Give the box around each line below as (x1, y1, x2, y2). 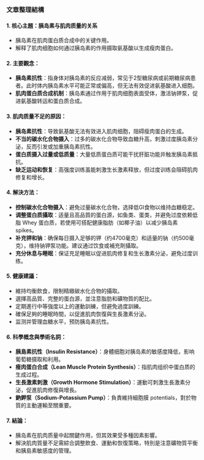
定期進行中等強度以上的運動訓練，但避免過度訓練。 (15, 302, 145, 310)
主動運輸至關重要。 (26, 402, 75, 409)
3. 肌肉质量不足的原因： (6, 112, 67, 120)
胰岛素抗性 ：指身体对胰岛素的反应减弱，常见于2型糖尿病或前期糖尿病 (15, 74, 191, 82)
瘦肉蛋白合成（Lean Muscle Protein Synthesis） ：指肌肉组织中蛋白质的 (15, 364, 195, 371)
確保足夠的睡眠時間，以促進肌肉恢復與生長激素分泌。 (15, 310, 150, 318)
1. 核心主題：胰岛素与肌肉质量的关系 (6, 21, 98, 29)
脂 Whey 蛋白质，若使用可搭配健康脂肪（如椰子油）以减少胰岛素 (15, 219, 178, 226)
